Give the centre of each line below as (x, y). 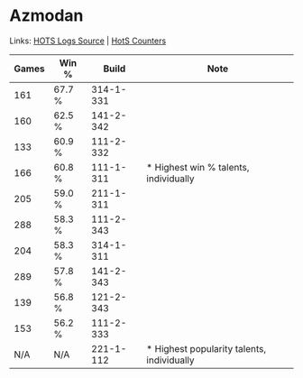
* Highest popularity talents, (207, 348)
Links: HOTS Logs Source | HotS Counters (88, 41)
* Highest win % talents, (198, 167)
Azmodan (46, 16)
